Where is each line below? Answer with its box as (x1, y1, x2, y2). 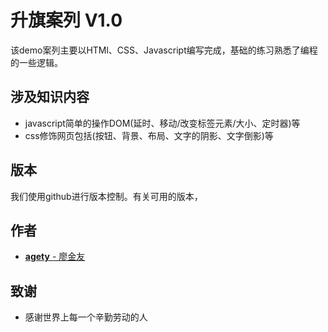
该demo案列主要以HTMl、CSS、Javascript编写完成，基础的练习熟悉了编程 (10, 44, 318, 56)
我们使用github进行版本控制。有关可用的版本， (10, 190, 203, 202)
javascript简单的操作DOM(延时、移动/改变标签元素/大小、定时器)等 (24, 117, 301, 129)
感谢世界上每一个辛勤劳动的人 (24, 311, 148, 323)
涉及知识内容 (10, 89, 90, 106)
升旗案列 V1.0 (10, 9, 123, 32)
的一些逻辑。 (10, 56, 63, 68)
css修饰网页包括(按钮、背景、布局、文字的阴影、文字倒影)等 (24, 129, 274, 141)
